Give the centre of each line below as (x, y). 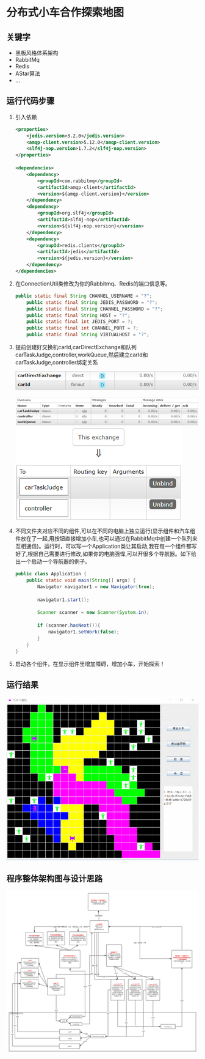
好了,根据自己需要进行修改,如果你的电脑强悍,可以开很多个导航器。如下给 (106, 554)
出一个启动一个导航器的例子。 (52, 562)
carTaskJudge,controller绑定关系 (56, 363)
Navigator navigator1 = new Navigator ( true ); (96, 587)
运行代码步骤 (31, 101)
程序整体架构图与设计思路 (54, 879)
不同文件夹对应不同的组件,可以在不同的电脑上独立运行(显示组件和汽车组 (105, 531)
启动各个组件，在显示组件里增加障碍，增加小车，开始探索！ (90, 663)
